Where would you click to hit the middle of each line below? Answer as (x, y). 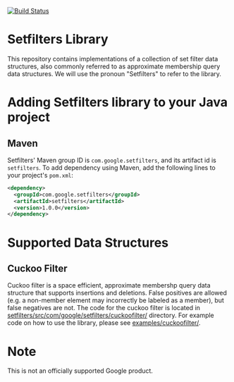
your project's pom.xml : (41, 175)
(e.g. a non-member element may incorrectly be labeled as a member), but (116, 300)
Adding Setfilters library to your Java (117, 103)
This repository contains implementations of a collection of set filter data (113, 58)
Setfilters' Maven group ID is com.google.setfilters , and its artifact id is (112, 160)
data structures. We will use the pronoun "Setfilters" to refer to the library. (115, 73)
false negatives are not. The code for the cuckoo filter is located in (104, 308)
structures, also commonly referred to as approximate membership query (114, 66)
